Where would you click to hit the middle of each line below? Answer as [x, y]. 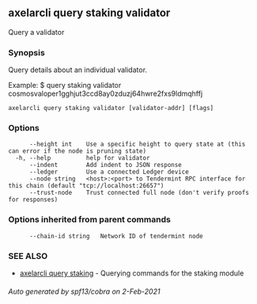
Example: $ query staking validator [65, 85]
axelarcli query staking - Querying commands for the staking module [132, 273]
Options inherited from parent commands [90, 219]
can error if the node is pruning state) [77, 151]
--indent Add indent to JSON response [105, 165]
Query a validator [36, 32]
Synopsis [26, 52]
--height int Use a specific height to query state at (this [137, 144]
